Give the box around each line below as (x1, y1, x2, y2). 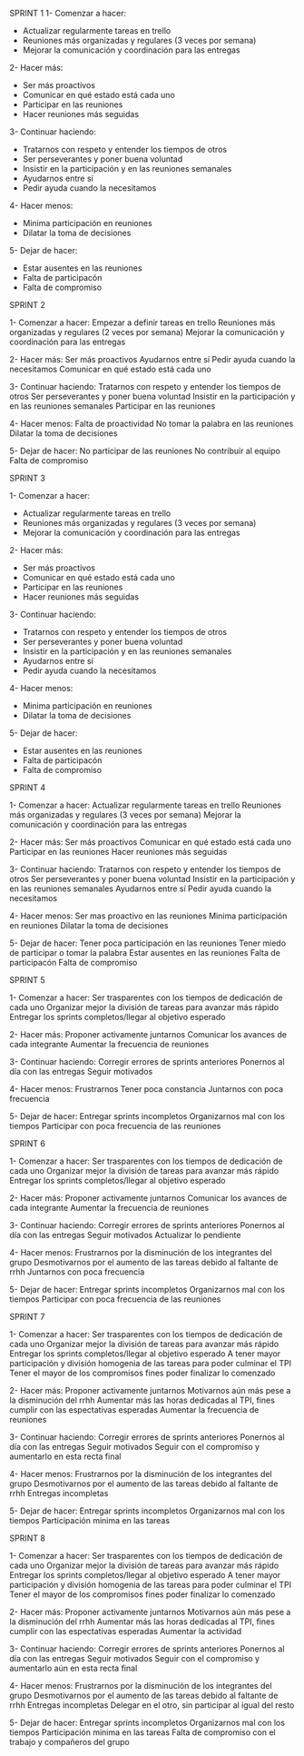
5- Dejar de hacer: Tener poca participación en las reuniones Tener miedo (9, 938, 287, 948)
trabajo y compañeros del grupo (9, 1737, 130, 1747)
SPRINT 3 (9, 472, 45, 483)
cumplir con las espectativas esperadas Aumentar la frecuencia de (9, 1404, 260, 1415)
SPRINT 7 (9, 1312, 45, 1322)
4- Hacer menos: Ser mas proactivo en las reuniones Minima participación (9, 910, 288, 921)
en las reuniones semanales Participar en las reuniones (9, 401, 216, 412)
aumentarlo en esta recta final (9, 1451, 122, 1462)
